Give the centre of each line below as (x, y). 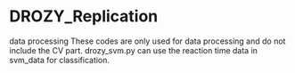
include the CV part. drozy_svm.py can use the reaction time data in (134, 50)
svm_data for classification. (59, 60)
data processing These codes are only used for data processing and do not (147, 41)
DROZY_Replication (84, 16)
